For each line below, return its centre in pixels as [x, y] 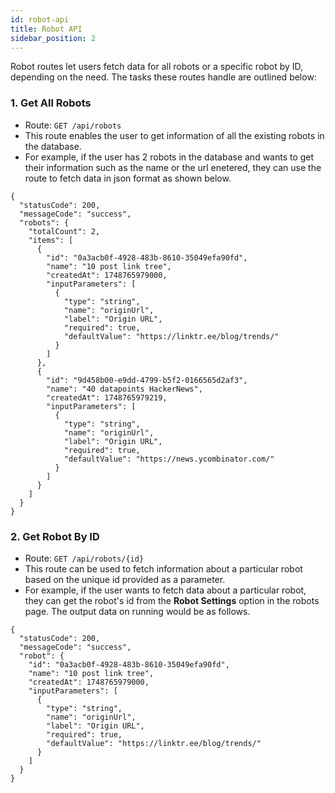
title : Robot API [46, 29]
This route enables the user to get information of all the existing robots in [174, 135]
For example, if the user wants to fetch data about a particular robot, [165, 590]
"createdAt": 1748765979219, [107, 397]
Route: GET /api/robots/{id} [84, 558]
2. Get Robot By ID [55, 536]
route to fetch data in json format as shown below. [128, 178]
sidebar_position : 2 [53, 38]
